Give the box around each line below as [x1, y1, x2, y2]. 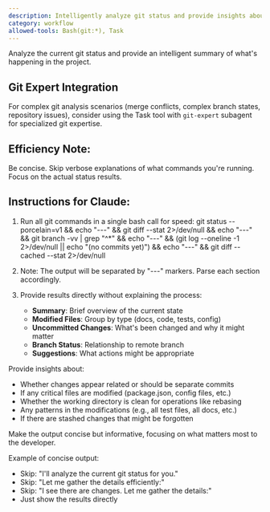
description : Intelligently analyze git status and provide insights [8, 11, 247, 20]
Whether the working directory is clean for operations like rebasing [19, 396, 243, 406]
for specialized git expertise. [8, 119, 103, 128]
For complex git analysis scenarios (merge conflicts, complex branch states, [8, 102, 261, 112]
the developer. [8, 437, 56, 447]
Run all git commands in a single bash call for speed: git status [19, 216, 227, 226]
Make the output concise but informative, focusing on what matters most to [8, 429, 258, 438]
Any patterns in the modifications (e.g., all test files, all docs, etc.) [19, 404, 237, 414]
